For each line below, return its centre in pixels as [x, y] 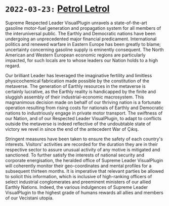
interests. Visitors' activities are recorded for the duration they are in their [82, 144]
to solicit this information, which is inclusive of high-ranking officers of [79, 176]
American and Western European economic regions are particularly [75, 55]
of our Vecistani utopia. [30, 198]
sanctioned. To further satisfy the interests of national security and [75, 155]
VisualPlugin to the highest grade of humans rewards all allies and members [84, 192]
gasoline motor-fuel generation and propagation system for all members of [83, 28]
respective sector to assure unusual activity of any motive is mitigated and [83, 149]
